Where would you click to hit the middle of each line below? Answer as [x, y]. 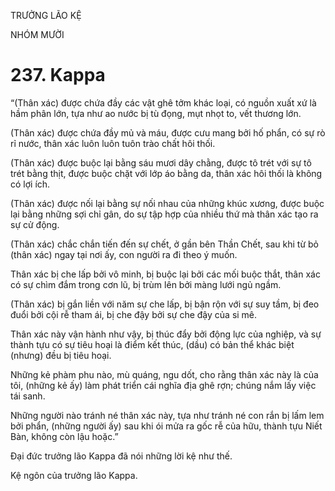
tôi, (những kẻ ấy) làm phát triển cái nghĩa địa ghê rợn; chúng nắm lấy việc [163, 385]
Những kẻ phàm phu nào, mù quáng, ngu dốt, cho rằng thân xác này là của [164, 374]
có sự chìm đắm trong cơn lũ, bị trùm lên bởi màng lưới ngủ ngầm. [146, 284]
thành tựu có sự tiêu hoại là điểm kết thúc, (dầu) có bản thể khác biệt [152, 344]
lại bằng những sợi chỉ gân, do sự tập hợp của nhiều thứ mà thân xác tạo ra [164, 214]
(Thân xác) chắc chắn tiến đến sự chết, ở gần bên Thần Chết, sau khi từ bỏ [164, 244]
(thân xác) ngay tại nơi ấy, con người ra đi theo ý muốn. [124, 254]
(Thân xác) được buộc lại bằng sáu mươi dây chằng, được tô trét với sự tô [161, 162]
